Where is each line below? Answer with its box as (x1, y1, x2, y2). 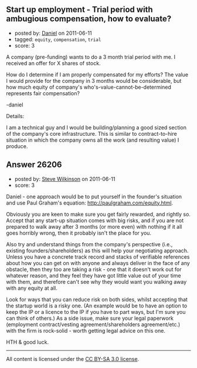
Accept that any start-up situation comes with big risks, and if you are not (6, 217, 184, 224)
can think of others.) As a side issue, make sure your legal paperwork (6, 315, 174, 322)
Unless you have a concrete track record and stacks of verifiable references (6, 253, 190, 260)
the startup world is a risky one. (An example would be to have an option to (6, 302, 188, 309)
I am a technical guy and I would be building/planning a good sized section (6, 123, 186, 131)
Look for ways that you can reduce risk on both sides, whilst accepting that (6, 296, 188, 303)
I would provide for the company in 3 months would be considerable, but (6, 77, 182, 84)
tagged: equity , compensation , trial (14, 35, 101, 43)
